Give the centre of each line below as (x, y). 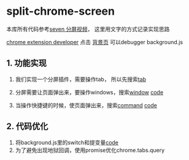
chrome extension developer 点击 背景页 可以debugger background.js (94, 42)
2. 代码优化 (27, 127)
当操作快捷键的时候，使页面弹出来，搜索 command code (86, 105)
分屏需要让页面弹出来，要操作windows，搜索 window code (89, 92)
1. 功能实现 (27, 63)
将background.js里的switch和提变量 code (67, 142)
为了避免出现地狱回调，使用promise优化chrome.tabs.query (90, 150)
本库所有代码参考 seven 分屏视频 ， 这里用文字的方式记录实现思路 (88, 29)
